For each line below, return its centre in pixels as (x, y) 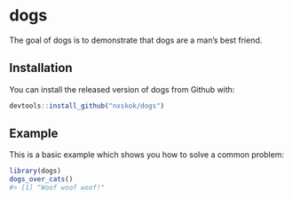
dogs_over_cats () (41, 180)
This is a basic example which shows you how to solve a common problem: (146, 155)
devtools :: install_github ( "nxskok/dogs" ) (87, 106)
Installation (41, 68)
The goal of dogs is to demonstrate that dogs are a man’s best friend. (136, 40)
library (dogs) (36, 171)
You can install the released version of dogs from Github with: (122, 89)
